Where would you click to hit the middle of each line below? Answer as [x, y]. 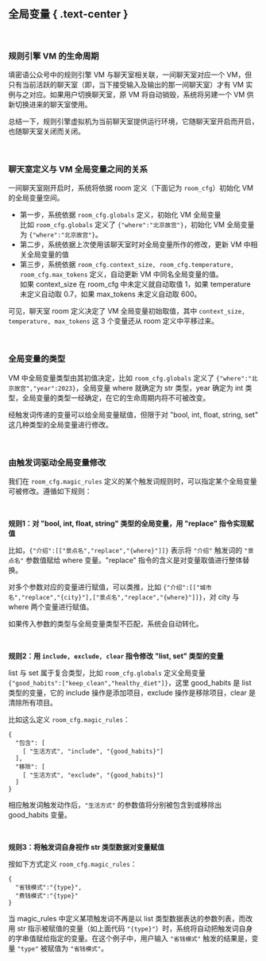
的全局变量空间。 [36, 198]
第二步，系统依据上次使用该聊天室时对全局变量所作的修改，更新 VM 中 [135, 245]
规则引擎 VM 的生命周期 [54, 56]
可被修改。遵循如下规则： [50, 491]
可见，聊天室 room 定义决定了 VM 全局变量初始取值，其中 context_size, [127, 311]
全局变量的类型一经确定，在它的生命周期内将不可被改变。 [116, 398]
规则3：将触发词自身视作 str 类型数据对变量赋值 [87, 847]
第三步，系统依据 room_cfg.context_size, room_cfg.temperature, [127, 264]
